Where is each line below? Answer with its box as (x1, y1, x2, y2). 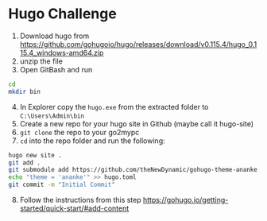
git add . (8, 158, 41, 167)
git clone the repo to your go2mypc (19, 127, 140, 137)
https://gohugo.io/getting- (142, 196, 229, 205)
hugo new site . (8, 151, 62, 159)
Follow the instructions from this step (19, 196, 141, 205)
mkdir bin (8, 87, 41, 95)
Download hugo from (19, 31, 90, 41)
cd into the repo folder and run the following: (19, 136, 165, 145)
